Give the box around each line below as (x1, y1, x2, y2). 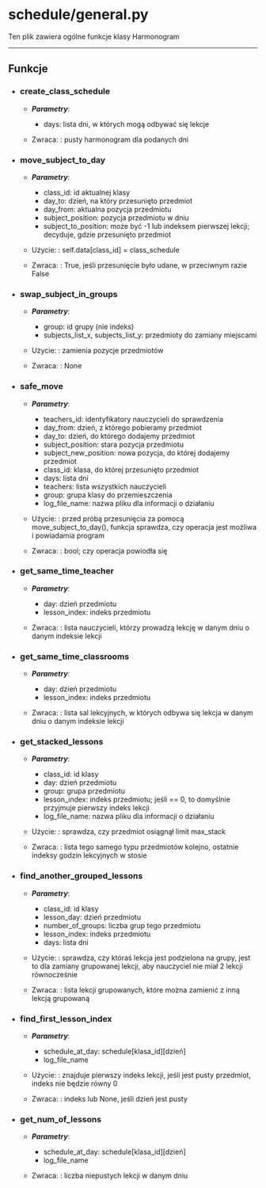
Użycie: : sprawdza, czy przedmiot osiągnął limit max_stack (31, 827, 226, 836)
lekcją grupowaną (31, 993, 90, 1003)
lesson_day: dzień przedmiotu (43, 912, 141, 922)
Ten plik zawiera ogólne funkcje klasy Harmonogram (8, 32, 180, 41)
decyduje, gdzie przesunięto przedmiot (43, 230, 172, 239)
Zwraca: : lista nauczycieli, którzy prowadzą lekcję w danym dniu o (31, 623, 250, 632)
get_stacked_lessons (19, 737, 104, 748)
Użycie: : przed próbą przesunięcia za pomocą (31, 513, 184, 524)
